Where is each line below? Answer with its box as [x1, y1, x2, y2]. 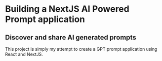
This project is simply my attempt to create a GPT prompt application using [5, 46, 158, 52]
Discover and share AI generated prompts [5, 33, 137, 41]
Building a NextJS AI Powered [5, 3, 129, 15]
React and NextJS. [5, 51, 43, 57]
